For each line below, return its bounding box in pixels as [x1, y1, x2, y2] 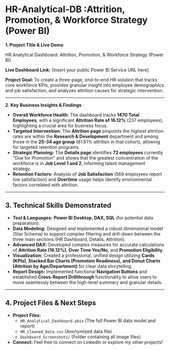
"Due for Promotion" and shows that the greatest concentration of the [12, 154, 158, 161]
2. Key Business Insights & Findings [5, 102, 82, 108]
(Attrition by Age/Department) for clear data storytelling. [12, 263, 133, 269]
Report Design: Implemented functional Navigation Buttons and [12, 268, 147, 275]
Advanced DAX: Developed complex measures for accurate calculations [12, 242, 164, 248]
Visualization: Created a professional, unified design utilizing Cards [12, 252, 155, 258]
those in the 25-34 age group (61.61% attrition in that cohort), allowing [12, 138, 160, 145]
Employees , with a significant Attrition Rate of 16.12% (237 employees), [12, 117, 163, 123]
